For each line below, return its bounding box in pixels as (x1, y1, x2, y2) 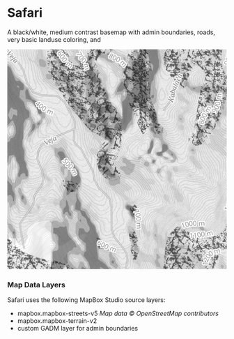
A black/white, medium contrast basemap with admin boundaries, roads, (7, 28, 216, 36)
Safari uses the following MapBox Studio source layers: (7, 296, 166, 304)
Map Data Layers (7, 280, 66, 289)
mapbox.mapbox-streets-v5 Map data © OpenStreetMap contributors (17, 309, 219, 318)
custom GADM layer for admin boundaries (17, 324, 138, 333)
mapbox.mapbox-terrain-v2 (17, 317, 97, 325)
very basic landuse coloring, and (7, 35, 101, 43)
